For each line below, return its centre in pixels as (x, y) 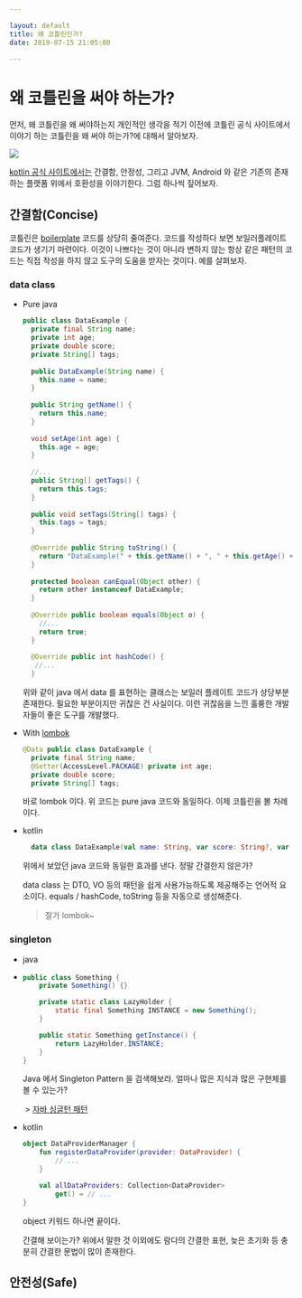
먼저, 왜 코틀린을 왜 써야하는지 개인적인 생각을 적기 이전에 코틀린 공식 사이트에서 (150, 125)
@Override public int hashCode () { (98, 657)
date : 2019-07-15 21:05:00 (60, 42)
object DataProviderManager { (79, 1144)
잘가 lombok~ (69, 916)
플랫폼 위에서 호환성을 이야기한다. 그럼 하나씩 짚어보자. (122, 183)
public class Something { (71, 977)
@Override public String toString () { (104, 548)
